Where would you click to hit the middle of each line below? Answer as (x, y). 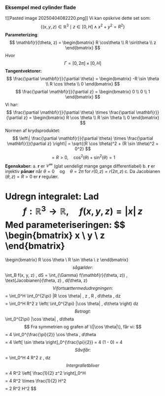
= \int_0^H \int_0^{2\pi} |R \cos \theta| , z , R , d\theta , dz (63, 296)
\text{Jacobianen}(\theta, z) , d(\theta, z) (46, 280)
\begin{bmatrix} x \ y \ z (55, 235)
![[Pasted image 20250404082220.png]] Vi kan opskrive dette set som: (78, 18)
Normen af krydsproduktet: (33, 131)
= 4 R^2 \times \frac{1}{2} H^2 (36, 381)
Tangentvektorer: (23, 71)
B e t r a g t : (83, 311)
